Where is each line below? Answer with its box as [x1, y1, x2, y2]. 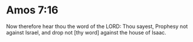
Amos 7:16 [6, 3, 58, 17]
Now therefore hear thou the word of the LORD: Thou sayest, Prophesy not [6, 23, 188, 30]
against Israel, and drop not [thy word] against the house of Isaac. [6, 29, 166, 36]
